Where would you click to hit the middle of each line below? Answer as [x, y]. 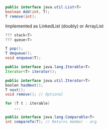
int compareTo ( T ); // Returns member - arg [51, 122]
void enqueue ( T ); [23, 58]
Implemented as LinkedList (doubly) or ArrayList [54, 26]
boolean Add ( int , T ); [28, 12]
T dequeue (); [19, 53]
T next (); [15, 90]
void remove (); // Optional [34, 95]
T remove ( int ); [21, 16]
